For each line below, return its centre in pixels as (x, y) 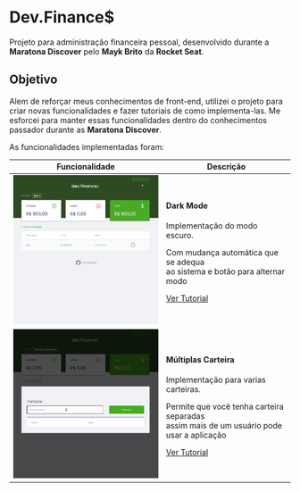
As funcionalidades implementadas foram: (87, 146)
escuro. (179, 235)
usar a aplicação (196, 435)
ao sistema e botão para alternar (225, 271)
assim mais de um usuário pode (224, 426)
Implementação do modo (212, 225)
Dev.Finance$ (62, 17)
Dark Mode (187, 206)
